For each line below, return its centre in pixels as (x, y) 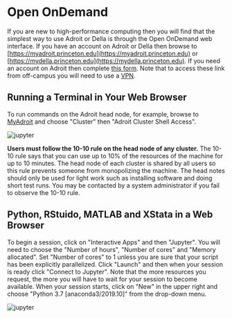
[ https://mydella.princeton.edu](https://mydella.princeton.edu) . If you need (114, 60)
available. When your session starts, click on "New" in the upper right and (113, 286)
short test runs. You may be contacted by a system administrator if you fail (114, 185)
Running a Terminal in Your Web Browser (97, 98)
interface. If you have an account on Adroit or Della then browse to (102, 46)
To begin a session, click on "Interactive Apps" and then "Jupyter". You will (114, 242)
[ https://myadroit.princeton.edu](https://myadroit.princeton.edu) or (103, 53)
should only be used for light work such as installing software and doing (110, 178)
